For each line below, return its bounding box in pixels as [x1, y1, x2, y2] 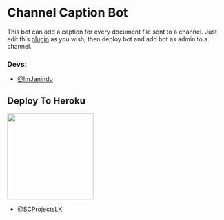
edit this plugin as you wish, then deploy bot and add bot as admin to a [7, 34, 208, 43]
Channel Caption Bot [7, 5, 128, 21]
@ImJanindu [17, 75, 53, 83]
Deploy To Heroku [7, 95, 86, 107]
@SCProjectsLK [17, 205, 63, 214]
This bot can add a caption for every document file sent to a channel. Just [7, 27, 217, 36]
